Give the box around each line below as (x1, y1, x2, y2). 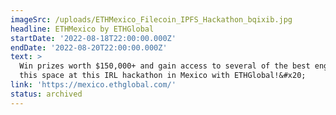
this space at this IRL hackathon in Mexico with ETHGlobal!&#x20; (19, 71, 307, 81)
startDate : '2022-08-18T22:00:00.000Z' (10, 33, 177, 43)
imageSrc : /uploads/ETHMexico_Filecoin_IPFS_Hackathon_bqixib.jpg (10, 14, 293, 25)
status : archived (10, 89, 83, 99)
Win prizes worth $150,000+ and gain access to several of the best (19, 61, 311, 71)
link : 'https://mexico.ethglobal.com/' (10, 80, 177, 90)
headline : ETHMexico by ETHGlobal (10, 24, 155, 34)
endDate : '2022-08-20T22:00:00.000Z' (10, 42, 168, 53)
